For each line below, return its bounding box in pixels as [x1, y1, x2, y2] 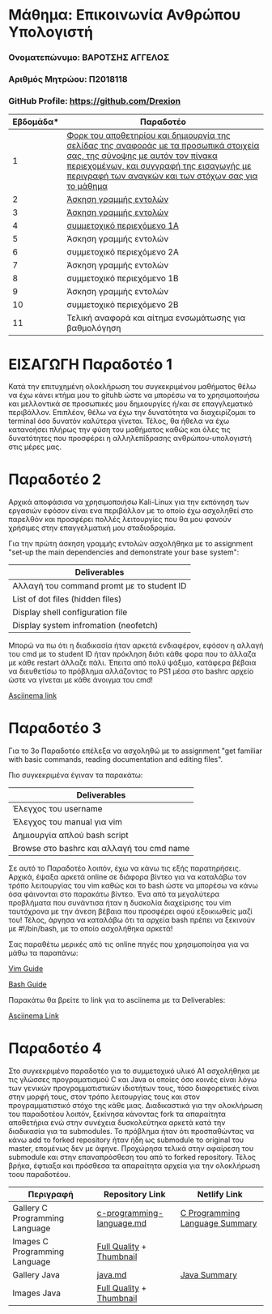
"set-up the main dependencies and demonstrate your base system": [8, 547, 240, 557]
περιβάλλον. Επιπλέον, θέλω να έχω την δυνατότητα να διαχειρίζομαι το [8, 408, 257, 417]
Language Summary [180, 1218, 257, 1229]
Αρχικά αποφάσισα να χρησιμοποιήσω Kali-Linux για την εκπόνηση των [8, 497, 249, 507]
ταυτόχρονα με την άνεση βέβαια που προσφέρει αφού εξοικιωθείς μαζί [8, 906, 253, 917]
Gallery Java [12, 1269, 61, 1281]
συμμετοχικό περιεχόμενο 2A [66, 246, 180, 258]
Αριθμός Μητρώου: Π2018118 [8, 74, 128, 85]
